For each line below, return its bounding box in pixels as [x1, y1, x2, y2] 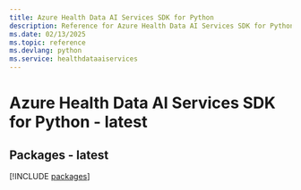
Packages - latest [9, 147, 109, 162]
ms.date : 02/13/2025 [9, 29, 87, 38]
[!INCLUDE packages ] [9, 171, 90, 181]
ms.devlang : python [9, 46, 82, 55]
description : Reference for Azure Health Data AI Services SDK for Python [9, 21, 295, 30]
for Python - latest [9, 112, 148, 132]
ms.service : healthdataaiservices [9, 54, 139, 63]
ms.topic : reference [9, 37, 87, 47]
